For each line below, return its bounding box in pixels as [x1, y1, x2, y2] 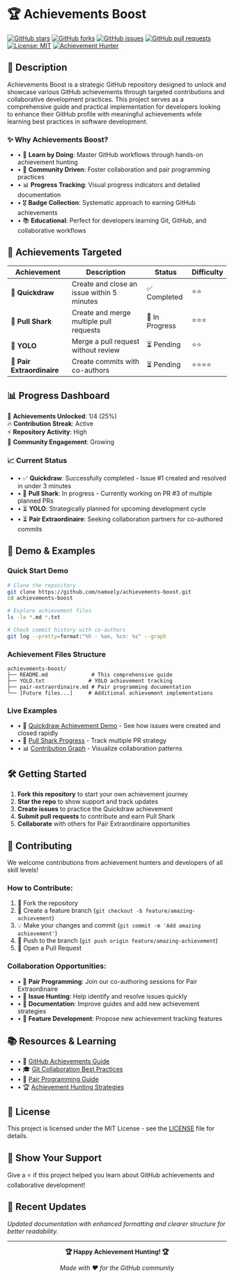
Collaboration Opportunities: [7, 961, 107, 971]
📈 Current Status [7, 455, 68, 465]
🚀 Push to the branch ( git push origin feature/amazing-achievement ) [17, 937, 218, 945]
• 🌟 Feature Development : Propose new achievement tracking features [17, 1014, 223, 1022]
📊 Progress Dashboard [7, 390, 110, 402]
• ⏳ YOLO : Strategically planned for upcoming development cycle [17, 504, 207, 513]
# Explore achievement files [7, 607, 92, 614]
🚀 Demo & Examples [7, 545, 95, 557]
